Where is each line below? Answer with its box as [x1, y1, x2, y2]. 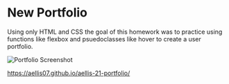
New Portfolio [7, 5, 88, 21]
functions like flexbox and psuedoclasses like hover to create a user [7, 34, 201, 43]
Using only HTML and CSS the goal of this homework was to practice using [7, 28, 223, 36]
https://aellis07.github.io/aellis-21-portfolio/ [7, 69, 130, 77]
